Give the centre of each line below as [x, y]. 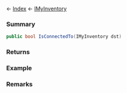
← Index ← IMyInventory [37, 9]
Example [19, 68]
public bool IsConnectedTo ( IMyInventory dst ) [64, 37]
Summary [21, 24]
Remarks [19, 84]
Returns [18, 52]
